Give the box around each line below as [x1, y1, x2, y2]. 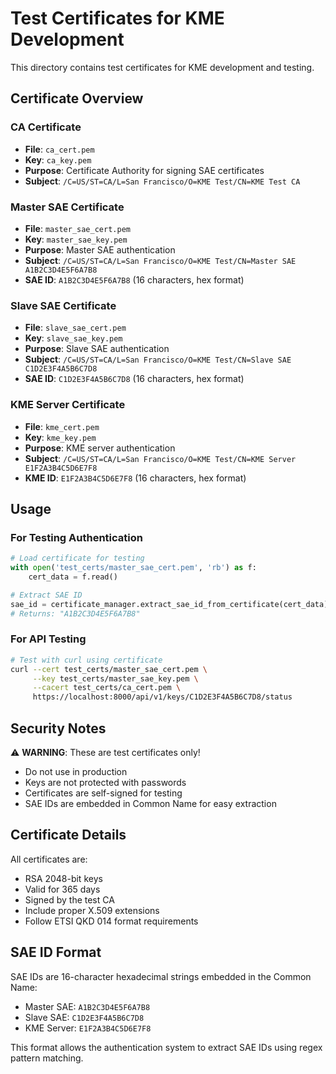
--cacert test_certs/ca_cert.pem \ [32, 683, 182, 693]
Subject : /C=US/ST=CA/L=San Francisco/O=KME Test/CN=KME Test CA [24, 175, 301, 187]
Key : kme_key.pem [24, 431, 97, 443]
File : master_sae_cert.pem [24, 222, 131, 234]
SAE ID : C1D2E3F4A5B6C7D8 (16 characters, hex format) [24, 373, 245, 385]
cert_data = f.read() [28, 572, 118, 582]
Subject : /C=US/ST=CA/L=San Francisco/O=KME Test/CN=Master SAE [24, 254, 297, 266]
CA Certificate [10, 120, 82, 134]
